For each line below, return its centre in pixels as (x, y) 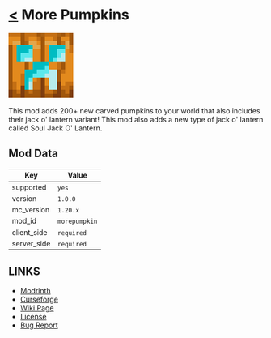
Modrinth (35, 291)
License (33, 317)
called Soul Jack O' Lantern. (55, 128)
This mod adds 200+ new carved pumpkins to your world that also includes (134, 110)
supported (29, 187)
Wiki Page (37, 308)
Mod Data (33, 154)
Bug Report (39, 325)
